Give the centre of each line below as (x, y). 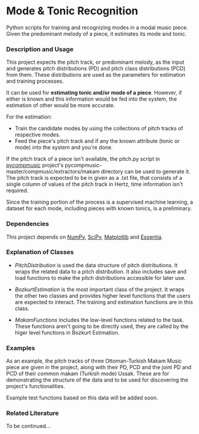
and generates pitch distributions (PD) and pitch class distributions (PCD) (96, 68)
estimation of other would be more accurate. (61, 105)
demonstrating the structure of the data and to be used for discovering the (97, 380)
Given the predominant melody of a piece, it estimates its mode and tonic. (97, 33)
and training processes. (35, 81)
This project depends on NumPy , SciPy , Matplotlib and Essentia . (85, 237)
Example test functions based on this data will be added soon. (82, 398)
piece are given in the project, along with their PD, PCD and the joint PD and (99, 367)
